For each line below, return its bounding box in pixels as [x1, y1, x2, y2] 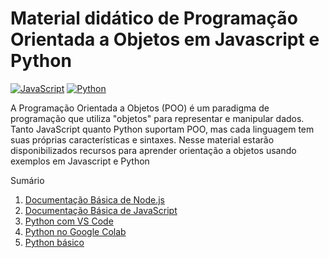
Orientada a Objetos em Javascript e [10, 28, 320, 51]
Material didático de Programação [10, 7, 298, 30]
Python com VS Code [24, 215, 114, 227]
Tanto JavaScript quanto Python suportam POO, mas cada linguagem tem [10, 123, 315, 135]
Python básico [24, 236, 85, 248]
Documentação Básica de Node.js [24, 193, 166, 206]
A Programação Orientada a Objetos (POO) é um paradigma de [10, 102, 270, 114]
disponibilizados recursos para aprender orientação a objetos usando [10, 144, 297, 156]
